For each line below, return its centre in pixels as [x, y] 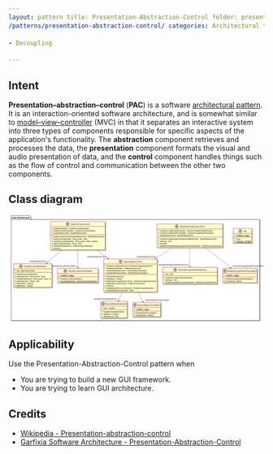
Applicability [41, 344]
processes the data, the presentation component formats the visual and [129, 148]
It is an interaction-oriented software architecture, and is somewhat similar [133, 113]
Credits [28, 414]
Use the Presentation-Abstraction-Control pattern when [102, 364]
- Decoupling [30, 43]
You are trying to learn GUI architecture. [87, 388]
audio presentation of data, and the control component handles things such [135, 156]
